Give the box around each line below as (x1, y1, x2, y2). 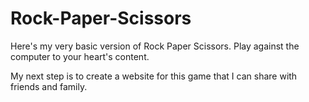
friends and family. (10, 80, 88, 92)
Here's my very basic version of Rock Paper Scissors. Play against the (10, 40, 300, 52)
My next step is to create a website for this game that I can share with (10, 70, 298, 82)
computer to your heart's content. (10, 50, 150, 62)
